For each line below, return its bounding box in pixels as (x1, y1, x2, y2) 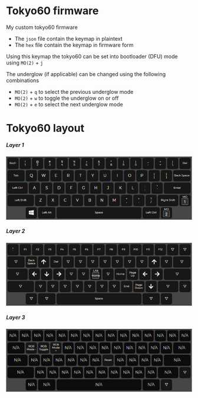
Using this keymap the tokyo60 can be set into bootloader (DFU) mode (6, 53, 178, 60)
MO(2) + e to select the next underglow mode (14, 100, 123, 107)
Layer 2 (6, 227, 25, 234)
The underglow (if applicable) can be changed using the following (6, 70, 166, 77)
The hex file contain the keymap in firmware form (14, 41, 134, 48)
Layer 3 (6, 314, 25, 321)
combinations (6, 77, 39, 84)
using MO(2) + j (6, 59, 43, 66)
